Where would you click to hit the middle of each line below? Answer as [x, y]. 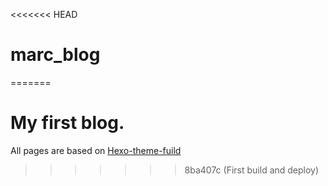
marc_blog [55, 55]
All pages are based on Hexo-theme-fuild [96, 150]
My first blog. [67, 123]
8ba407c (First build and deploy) [252, 170]
